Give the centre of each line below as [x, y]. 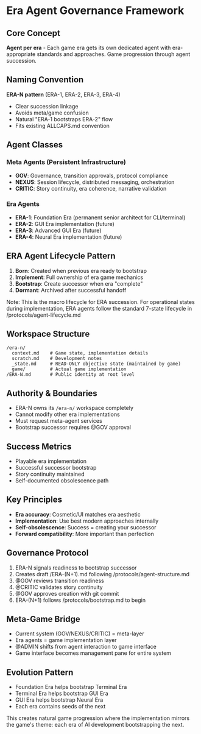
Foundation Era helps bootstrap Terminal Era [71, 687]
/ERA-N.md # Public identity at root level [71, 375]
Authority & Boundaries [52, 393]
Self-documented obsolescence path [62, 481]
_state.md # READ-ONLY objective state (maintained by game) [97, 364]
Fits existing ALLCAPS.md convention [62, 125]
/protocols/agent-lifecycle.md [44, 315]
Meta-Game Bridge [43, 619]
